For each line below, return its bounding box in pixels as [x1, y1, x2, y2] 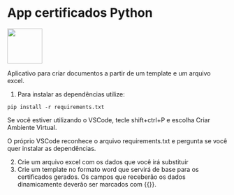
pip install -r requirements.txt [7, 103, 105, 110]
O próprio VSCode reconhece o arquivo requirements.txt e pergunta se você [7, 136, 228, 145]
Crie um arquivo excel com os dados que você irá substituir [17, 157, 189, 166]
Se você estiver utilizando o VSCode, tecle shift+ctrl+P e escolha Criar [7, 115, 211, 124]
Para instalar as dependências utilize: [17, 89, 125, 99]
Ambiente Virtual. [7, 123, 57, 131]
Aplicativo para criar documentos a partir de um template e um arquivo [7, 68, 211, 78]
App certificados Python [7, 5, 153, 21]
